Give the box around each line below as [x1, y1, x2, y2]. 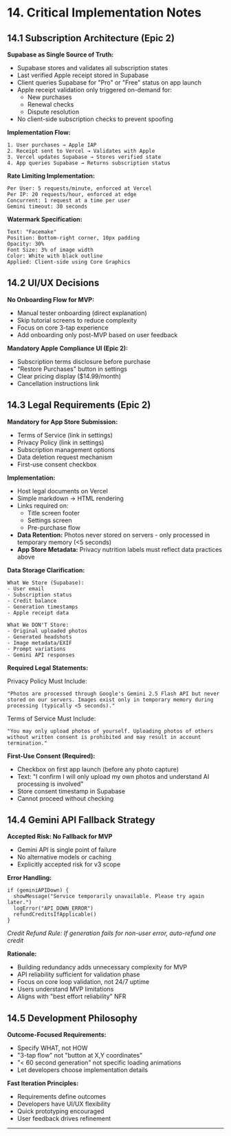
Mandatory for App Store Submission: [7, 418, 118, 426]
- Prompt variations [7, 645, 67, 652]
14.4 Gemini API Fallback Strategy [7, 814, 156, 826]
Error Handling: [7, 874, 52, 882]
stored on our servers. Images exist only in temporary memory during [7, 696, 214, 703]
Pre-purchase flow [27, 523, 80, 531]
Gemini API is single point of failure [16, 846, 117, 854]
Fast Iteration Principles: [7, 1079, 79, 1088]
